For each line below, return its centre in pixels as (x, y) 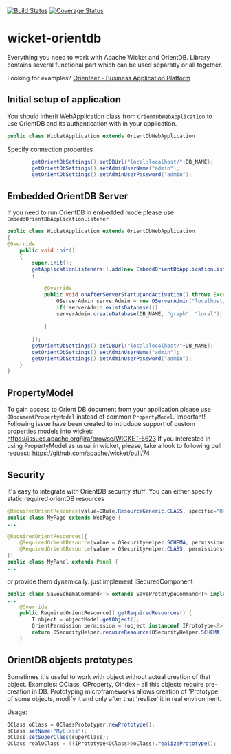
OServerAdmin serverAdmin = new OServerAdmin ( (124, 301)
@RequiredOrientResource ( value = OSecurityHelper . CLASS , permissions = (123, 549)
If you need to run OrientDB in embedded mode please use (90, 212)
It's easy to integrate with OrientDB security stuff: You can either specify (110, 491)
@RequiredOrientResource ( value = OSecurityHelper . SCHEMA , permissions (123, 543)
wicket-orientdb (54, 38)
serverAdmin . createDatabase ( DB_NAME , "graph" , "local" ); (140, 314)
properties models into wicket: (50, 431)
